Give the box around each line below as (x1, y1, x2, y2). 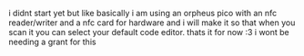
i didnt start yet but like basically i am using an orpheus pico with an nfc (8, 8, 278, 18)
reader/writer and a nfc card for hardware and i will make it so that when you (8, 17, 296, 28)
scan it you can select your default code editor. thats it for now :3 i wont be (8, 27, 290, 37)
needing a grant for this (8, 36, 96, 47)
